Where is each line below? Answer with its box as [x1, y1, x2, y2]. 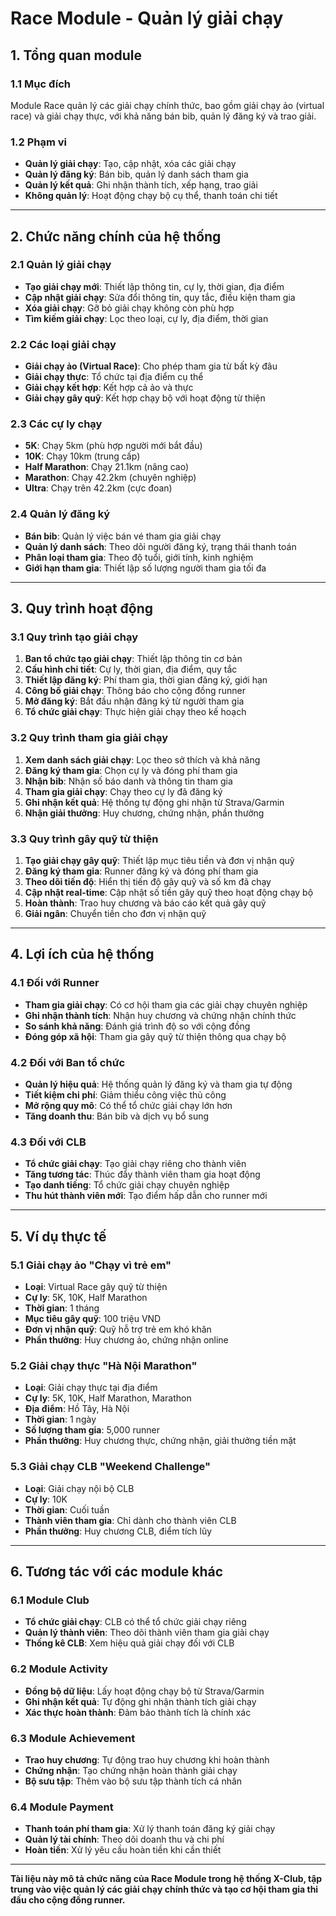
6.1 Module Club [10, 1593, 90, 1607]
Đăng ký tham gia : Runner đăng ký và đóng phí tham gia [24, 865, 259, 877]
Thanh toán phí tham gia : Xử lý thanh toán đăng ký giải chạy [24, 1823, 276, 1835]
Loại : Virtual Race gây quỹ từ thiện [24, 1281, 168, 1292]
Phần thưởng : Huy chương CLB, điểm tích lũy [24, 1525, 213, 1537]
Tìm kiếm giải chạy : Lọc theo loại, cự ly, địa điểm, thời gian [24, 312, 269, 324]
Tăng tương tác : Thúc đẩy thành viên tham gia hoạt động [24, 1168, 261, 1181]
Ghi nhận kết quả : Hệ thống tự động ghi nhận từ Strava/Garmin [24, 796, 285, 808]
